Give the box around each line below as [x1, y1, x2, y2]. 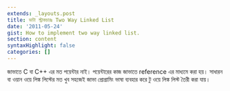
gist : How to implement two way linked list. [7, 29, 140, 37]
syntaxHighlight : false [7, 42, 76, 49]
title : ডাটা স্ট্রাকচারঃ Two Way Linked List [7, 17, 115, 23]
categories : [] [7, 49, 51, 56]
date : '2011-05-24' [7, 23, 63, 30]
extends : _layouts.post [7, 10, 76, 17]
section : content [7, 36, 57, 43]
